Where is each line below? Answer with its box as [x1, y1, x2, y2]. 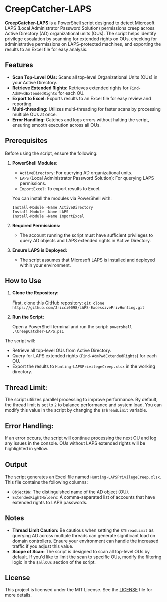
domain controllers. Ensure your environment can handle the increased [12, 538, 159, 544]
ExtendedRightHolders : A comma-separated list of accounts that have [12, 494, 155, 500]
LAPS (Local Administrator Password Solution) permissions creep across [5, 25, 155, 31]
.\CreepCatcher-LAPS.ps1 [12, 329, 64, 334]
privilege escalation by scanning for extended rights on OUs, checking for [5, 36, 157, 42]
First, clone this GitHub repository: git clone [12, 299, 105, 306]
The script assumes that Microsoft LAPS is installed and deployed [19, 257, 155, 263]
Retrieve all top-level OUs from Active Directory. [12, 347, 111, 354]
